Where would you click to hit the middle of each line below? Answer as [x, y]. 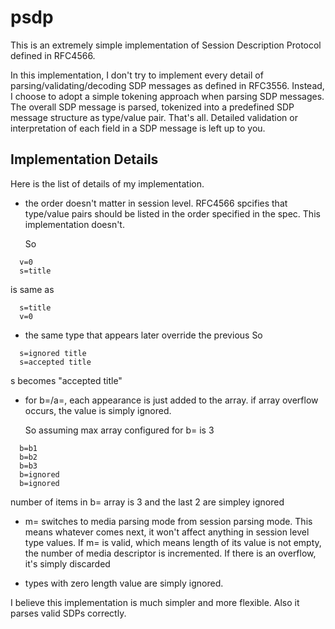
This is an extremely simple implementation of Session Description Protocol [166, 45]
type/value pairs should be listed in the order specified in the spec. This [172, 213]
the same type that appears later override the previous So [143, 335]
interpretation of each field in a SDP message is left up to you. [138, 128]
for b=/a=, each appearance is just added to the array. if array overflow [171, 400]
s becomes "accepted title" [66, 380]
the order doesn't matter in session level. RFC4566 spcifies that [156, 203]
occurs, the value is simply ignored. [98, 410]
